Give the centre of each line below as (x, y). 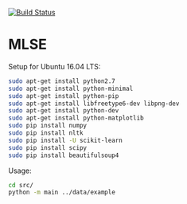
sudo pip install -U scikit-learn (66, 140)
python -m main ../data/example (62, 192)
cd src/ (21, 185)
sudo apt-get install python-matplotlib (76, 118)
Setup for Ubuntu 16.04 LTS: (55, 66)
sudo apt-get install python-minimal (71, 88)
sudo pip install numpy (48, 126)
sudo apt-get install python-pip (64, 96)
